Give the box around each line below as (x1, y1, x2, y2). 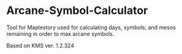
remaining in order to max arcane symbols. (6, 30, 115, 37)
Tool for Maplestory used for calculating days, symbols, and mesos (6, 24, 176, 31)
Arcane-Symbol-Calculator (6, 4, 148, 18)
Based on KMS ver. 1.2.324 (6, 42, 75, 49)
